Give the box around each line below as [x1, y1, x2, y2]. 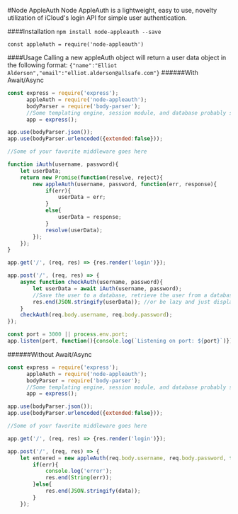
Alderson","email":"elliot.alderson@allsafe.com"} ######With [7, 69, 198, 76]
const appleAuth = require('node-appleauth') [7, 41, 144, 48]
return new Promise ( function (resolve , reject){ [20, 173, 163, 181]
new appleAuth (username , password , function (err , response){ [33, 181, 217, 188]
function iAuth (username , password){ [7, 161, 119, 168]
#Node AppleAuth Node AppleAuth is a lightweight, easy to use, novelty [7, 6, 217, 14]
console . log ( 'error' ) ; [45, 467, 113, 475]
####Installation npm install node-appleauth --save [7, 28, 161, 35]
